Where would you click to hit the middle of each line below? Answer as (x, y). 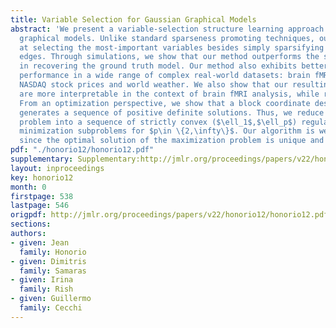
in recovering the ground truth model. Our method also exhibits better (174, 66)
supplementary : (42, 159)
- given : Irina (42, 280)
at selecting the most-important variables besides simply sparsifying (172, 47)
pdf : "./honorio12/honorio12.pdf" (82, 150)
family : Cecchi (51, 308)
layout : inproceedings (57, 168)
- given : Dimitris (48, 261)
